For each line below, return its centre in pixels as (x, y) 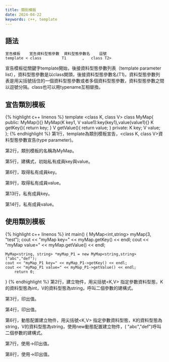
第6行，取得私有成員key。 (32, 172)
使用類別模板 (25, 222)
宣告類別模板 (25, 105)
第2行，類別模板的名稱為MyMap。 (41, 151)
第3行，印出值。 (22, 298)
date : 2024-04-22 (23, 15)
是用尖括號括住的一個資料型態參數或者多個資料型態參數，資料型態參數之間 (87, 81)
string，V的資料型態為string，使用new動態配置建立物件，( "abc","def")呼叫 (83, 326)
